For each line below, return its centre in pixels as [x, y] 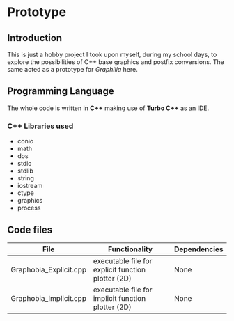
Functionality [130, 249]
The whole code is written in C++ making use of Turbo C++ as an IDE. [108, 108]
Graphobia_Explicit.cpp [49, 269]
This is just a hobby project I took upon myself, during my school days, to [112, 54]
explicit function [119, 269]
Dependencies [198, 249]
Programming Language [61, 91]
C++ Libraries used [40, 126]
